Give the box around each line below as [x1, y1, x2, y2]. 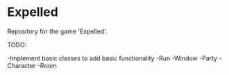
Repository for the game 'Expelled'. [7, 27, 108, 35]
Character [7, 61, 36, 69]
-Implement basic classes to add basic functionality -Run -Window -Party [7, 53, 217, 62]
